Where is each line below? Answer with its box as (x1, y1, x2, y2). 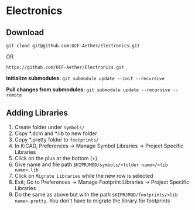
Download (6, 27, 44, 37)
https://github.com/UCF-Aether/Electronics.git (6, 64, 125, 70)
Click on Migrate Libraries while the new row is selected (14, 172, 153, 179)
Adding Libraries (6, 108, 69, 118)
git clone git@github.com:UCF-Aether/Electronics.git (6, 43, 141, 49)
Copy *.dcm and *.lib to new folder (14, 130, 98, 137)
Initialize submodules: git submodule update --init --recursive (6, 75, 165, 81)
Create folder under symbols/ (14, 123, 85, 130)
